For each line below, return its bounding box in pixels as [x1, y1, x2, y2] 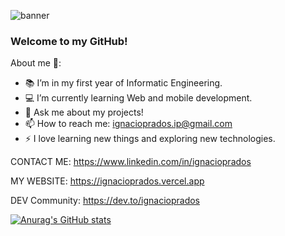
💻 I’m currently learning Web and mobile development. [24, 92, 253, 104]
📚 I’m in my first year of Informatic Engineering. [24, 77, 223, 89]
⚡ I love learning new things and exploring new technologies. [24, 133, 276, 145]
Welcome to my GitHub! [10, 34, 128, 48]
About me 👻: [10, 57, 62, 69]
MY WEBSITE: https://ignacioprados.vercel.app [10, 175, 205, 187]
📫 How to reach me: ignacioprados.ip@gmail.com [24, 118, 233, 130]
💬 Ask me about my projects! [24, 106, 144, 119]
